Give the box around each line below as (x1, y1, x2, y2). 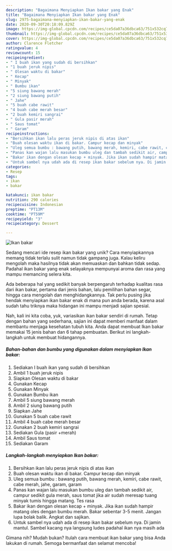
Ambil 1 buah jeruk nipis (13, 370, 63, 376)
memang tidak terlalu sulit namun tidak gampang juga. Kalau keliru (6, 255, 145, 261)
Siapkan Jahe (13, 408, 42, 414)
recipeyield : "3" (6, 216, 43, 221)
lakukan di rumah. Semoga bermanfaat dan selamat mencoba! (6, 540, 137, 546)
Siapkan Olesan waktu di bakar (13, 375, 79, 381)
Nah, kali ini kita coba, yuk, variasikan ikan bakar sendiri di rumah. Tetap (6, 313, 158, 319)
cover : (6, 36, 20, 41)
